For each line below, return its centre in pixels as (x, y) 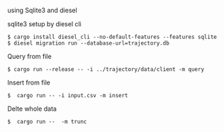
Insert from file (29, 82)
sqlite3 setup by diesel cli (44, 24)
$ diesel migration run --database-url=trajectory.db (89, 43)
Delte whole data (32, 109)
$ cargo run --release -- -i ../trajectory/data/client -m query (106, 70)
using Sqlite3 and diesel (43, 10)
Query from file (29, 56)
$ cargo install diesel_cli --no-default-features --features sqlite (112, 37)
